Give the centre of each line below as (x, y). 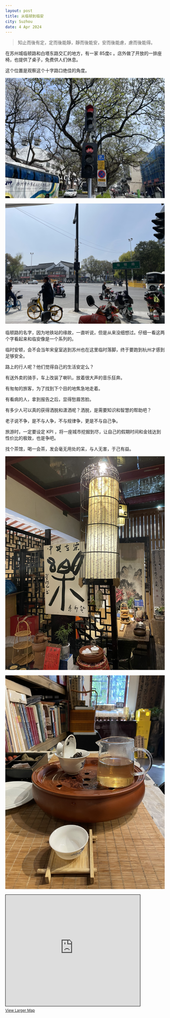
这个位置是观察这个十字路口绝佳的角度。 (47, 71)
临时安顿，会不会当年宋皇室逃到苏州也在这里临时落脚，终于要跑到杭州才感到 (85, 350)
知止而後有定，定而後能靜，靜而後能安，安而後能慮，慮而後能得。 (86, 43)
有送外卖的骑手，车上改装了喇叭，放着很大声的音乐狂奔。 (65, 378)
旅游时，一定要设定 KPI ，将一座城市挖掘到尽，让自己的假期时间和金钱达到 (83, 432)
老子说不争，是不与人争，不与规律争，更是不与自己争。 (63, 421)
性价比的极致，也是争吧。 (32, 438)
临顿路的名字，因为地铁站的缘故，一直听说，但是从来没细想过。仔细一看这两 (85, 333)
